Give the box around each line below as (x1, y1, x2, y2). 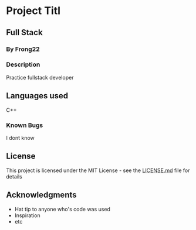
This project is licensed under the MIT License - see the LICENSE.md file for (6, 167, 190, 174)
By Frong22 (6, 45, 40, 53)
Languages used (6, 91, 69, 101)
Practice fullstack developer (6, 74, 74, 81)
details (6, 173, 22, 180)
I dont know (6, 134, 35, 141)
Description (6, 60, 40, 68)
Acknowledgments (6, 190, 77, 200)
